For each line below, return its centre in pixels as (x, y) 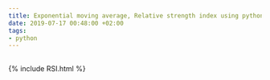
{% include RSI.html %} (47, 68)
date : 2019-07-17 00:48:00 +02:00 (66, 23)
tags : (17, 30)
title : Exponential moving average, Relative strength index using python (136, 16)
